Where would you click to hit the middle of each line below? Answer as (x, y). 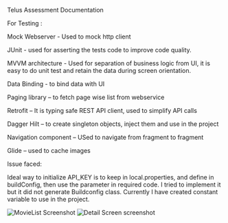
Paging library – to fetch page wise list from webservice (86, 97)
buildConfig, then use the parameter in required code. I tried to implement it (114, 184)
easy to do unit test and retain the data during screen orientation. (99, 71)
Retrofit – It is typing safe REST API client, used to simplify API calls (102, 110)
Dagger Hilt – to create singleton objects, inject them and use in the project (113, 124)
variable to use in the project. (48, 199)
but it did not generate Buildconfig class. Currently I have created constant (113, 192)
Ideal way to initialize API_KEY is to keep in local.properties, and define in (111, 177)
